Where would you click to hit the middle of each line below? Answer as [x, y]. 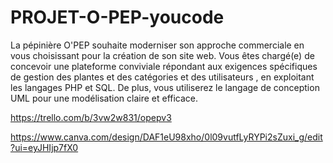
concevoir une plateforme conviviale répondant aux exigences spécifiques [164, 66]
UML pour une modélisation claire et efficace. [104, 98]
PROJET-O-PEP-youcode [117, 17]
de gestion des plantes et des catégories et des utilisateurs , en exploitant [162, 77]
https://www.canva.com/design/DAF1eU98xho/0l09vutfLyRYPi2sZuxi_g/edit [166, 137]
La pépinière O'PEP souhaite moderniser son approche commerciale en [157, 45]
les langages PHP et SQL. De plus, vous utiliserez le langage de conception [165, 87]
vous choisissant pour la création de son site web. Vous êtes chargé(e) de [162, 55]
